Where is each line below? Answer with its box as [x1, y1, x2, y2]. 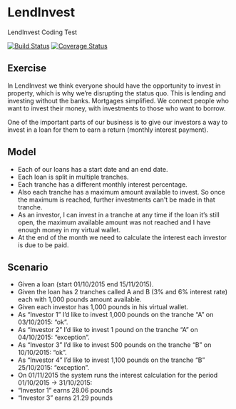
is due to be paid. [17, 240, 69, 249]
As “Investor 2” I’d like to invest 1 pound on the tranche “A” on [17, 326, 198, 334]
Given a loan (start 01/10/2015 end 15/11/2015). [17, 280, 154, 289]
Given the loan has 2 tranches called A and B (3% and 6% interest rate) [17, 288, 228, 296]
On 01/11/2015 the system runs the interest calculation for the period [17, 371, 218, 380]
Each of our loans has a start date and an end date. [17, 165, 168, 173]
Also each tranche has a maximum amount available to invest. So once [17, 187, 226, 196]
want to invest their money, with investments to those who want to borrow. [7, 104, 226, 113]
